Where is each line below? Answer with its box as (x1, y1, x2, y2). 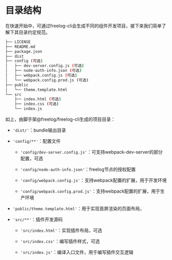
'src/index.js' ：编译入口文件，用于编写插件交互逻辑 (20, 249, 134, 255)
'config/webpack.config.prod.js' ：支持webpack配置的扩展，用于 (20, 188, 160, 194)
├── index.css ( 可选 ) (14, 101, 59, 107)
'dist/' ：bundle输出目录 (12, 127, 67, 134)
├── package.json (5, 49, 42, 54)
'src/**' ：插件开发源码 (12, 216, 63, 222)
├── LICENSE (5, 39, 31, 44)
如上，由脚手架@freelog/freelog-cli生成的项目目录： (5, 116, 116, 122)
